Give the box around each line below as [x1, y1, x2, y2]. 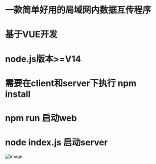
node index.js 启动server [5, 137, 108, 148]
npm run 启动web [5, 112, 77, 124]
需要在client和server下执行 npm [5, 77, 136, 89]
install [5, 88, 31, 99]
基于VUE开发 [5, 29, 58, 40]
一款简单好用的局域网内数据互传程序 [5, 4, 152, 16]
